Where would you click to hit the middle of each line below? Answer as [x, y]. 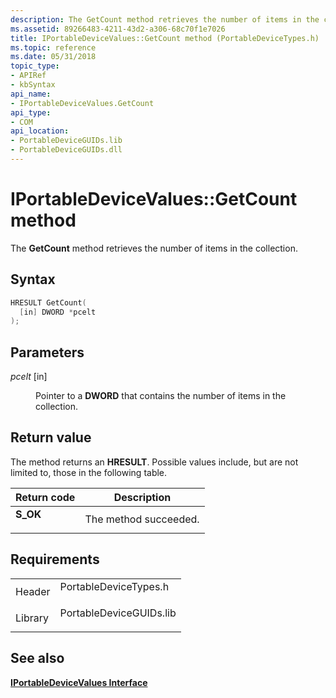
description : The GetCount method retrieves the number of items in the [165, 19]
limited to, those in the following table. [89, 472]
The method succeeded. [142, 519]
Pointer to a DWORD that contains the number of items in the [161, 396]
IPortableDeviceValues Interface [79, 682]
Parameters [47, 352]
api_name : [31, 94]
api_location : [40, 131]
